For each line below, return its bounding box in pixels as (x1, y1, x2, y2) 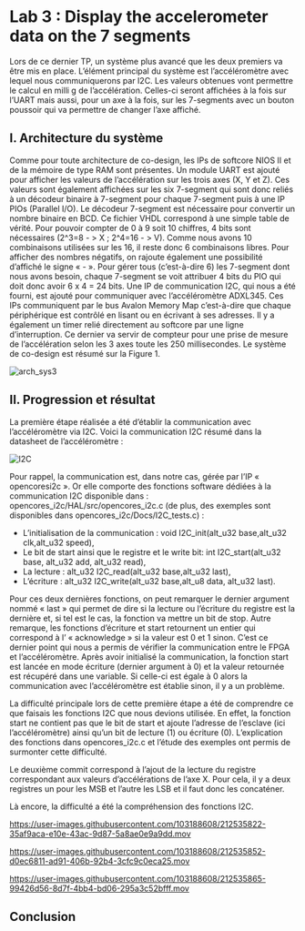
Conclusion (9, 908, 76, 925)
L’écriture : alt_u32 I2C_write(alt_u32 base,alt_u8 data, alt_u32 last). (22, 575, 276, 586)
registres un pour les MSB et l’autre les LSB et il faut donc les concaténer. (9, 783, 285, 794)
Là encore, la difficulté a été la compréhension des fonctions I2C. (9, 801, 254, 812)
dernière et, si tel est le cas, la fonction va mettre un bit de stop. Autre (9, 612, 271, 623)
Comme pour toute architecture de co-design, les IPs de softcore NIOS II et (9, 155, 291, 166)
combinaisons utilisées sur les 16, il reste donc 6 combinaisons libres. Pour (9, 241, 290, 252)
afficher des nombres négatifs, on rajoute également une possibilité (9, 251, 263, 262)
